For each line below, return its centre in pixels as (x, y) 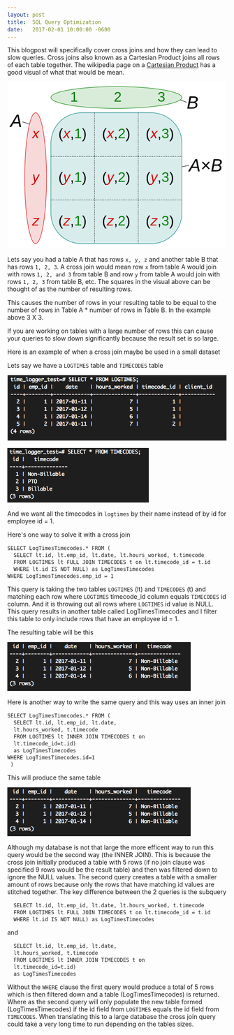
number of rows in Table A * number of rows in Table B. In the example (109, 310)
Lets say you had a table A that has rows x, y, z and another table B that (113, 260)
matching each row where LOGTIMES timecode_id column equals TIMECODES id (117, 597)
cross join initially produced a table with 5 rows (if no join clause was (106, 863)
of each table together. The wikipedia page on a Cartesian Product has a (112, 65)
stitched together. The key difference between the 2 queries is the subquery (117, 892)
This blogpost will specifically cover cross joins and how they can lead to (112, 50)
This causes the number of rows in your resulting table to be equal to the (112, 303)
